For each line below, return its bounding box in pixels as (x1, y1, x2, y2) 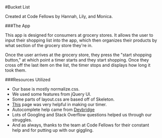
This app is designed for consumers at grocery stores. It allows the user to (5, 32, 153, 38)
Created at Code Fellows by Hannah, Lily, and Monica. (5, 14, 113, 19)
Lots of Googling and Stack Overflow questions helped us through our (12, 112, 152, 118)
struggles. (12, 117, 32, 123)
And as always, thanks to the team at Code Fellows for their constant (12, 122, 149, 128)
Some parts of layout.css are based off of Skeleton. (12, 96, 115, 102)
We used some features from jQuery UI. (12, 92, 91, 97)
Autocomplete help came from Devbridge (12, 107, 95, 112)
